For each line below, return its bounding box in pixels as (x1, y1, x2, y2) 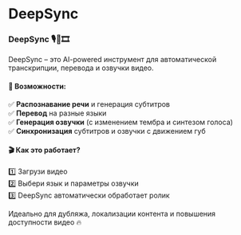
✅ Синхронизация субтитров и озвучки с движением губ (8, 126, 206, 135)
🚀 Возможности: (8, 81, 66, 92)
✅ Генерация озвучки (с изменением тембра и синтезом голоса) (8, 117, 234, 127)
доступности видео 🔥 (8, 217, 82, 227)
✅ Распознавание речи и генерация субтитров (8, 99, 170, 108)
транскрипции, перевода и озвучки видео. (8, 63, 154, 72)
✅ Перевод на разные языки (8, 108, 107, 118)
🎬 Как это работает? (8, 145, 81, 155)
